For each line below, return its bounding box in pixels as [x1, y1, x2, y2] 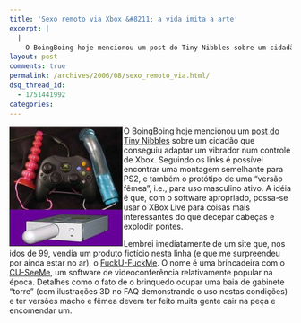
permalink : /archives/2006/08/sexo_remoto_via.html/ [9, 72, 211, 81]
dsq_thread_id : [9, 81, 66, 90]
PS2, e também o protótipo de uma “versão [124, 173, 284, 184]
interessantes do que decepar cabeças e [124, 211, 275, 222]
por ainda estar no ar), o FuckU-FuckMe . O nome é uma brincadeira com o [9, 257, 285, 268]
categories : [9, 100, 54, 109]
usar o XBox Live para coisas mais [124, 202, 251, 213]
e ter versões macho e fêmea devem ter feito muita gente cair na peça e [9, 295, 276, 306]
